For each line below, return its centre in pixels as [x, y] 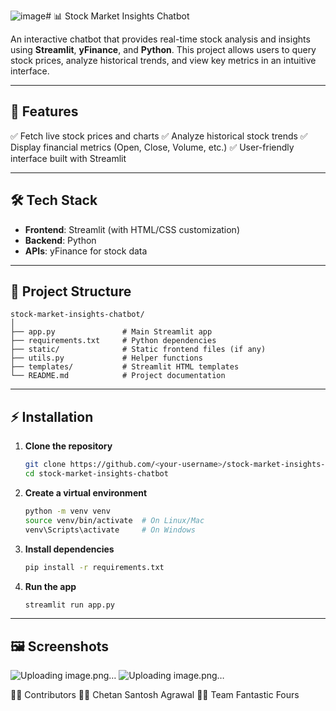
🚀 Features [44, 111]
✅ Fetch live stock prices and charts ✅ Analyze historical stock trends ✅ [159, 136]
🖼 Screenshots [60, 646]
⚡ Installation [52, 416]
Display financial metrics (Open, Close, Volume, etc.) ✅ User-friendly [152, 147]
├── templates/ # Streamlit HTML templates [125, 367]
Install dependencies [69, 549]
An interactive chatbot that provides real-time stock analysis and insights [160, 39]
